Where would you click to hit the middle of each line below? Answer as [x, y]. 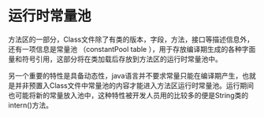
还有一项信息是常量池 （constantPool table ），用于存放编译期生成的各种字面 [132, 49]
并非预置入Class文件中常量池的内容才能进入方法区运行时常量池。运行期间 [134, 85]
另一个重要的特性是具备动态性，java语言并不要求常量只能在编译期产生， [125, 75]
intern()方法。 [31, 105]
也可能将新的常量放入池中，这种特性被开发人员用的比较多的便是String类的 [128, 95]
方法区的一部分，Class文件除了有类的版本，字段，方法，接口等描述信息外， [131, 39]
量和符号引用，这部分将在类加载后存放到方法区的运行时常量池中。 [115, 59]
